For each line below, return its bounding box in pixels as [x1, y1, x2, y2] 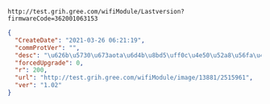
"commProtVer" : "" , [15, 44, 81, 52]
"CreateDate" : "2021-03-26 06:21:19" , [15, 36, 146, 44]
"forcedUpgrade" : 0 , [15, 59, 84, 67]
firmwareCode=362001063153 [7, 15, 98, 23]
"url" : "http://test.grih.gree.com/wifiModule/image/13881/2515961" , [15, 73, 253, 82]
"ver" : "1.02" [15, 81, 62, 89]
